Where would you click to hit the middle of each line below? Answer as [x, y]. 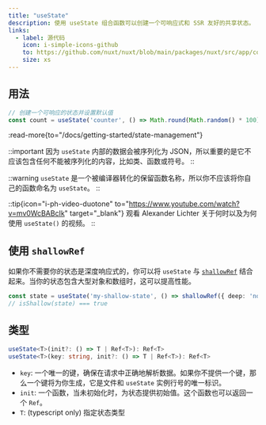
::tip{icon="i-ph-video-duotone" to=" [68, 204]
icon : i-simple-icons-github [70, 45]
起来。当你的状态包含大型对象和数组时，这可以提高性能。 [102, 281]
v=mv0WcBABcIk [36, 213]
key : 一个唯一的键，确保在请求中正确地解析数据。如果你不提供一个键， [135, 373]
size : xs [37, 60]
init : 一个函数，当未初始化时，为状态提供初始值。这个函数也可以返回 [133, 392]
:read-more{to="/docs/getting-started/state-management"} [106, 135]
